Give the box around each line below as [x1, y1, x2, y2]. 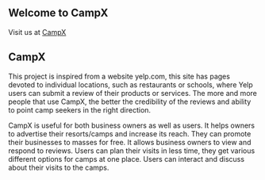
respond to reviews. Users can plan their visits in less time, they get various [8, 146, 255, 155]
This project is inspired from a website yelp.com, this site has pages [8, 71, 230, 81]
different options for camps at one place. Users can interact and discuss [8, 154, 244, 163]
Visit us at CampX [8, 27, 67, 36]
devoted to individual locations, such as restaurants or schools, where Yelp [8, 79, 254, 90]
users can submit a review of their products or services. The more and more [8, 88, 258, 98]
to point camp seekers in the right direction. [8, 105, 152, 114]
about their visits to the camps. [8, 163, 109, 172]
